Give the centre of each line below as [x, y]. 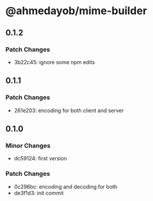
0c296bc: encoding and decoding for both [66, 186]
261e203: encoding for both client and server [69, 110]
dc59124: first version [40, 159]
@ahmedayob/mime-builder [76, 11]
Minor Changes [28, 146]
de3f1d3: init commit [39, 193]
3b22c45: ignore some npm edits [54, 62]
